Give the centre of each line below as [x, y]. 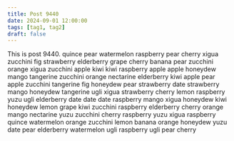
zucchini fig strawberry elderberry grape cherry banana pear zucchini [111, 62]
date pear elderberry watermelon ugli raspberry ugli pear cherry [102, 130]
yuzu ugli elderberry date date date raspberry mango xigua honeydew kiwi [117, 100]
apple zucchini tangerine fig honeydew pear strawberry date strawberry [113, 84]
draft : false [27, 34]
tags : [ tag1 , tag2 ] [36, 27]
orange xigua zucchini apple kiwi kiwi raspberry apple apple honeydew [112, 69]
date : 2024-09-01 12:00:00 [47, 21]
